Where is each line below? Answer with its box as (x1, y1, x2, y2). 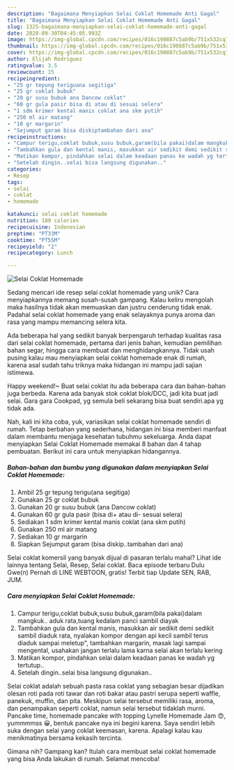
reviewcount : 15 (7, 68, 54, 75)
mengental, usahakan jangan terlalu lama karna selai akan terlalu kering (17, 646, 223, 655)
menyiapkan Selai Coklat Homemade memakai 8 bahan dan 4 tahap (7, 440, 202, 448)
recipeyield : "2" (7, 243, 58, 250)
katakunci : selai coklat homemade (7, 210, 108, 218)
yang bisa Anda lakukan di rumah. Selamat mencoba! (7, 755, 160, 763)
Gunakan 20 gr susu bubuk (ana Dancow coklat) (17, 503, 157, 511)
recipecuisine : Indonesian (7, 224, 86, 231)
